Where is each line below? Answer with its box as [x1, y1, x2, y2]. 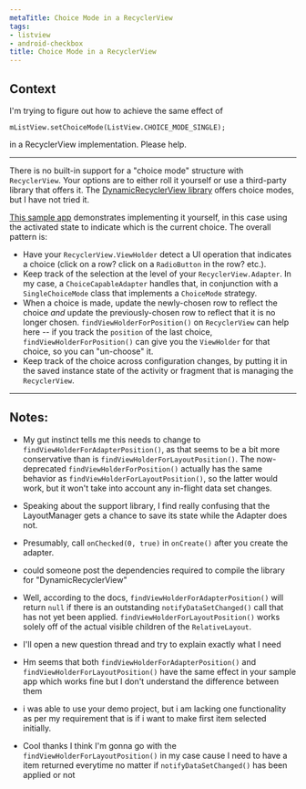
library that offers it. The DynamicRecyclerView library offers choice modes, [9, 184, 294, 195]
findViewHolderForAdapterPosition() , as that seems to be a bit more [22, 443, 280, 454]
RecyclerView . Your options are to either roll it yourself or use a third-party [9, 174, 287, 185]
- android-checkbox [9, 38, 84, 48]
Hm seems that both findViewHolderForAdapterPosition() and [22, 656, 257, 667]
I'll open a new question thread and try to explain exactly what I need [22, 638, 282, 649]
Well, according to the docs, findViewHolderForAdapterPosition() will [22, 592, 284, 603]
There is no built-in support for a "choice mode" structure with [9, 165, 244, 176]
